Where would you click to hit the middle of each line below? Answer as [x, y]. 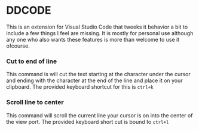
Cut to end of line [32, 61]
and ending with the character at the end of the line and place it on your [95, 80]
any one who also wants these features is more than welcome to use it [93, 39]
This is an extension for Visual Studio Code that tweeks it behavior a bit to [97, 27]
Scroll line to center [35, 102]
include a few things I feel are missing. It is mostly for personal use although [100, 33]
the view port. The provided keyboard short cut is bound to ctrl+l [88, 121]
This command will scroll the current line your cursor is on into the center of [99, 115]
